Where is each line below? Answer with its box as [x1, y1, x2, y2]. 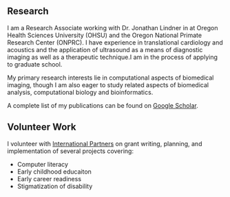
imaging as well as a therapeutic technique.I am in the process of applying [7, 53, 218, 61]
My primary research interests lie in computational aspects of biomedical [7, 73, 214, 82]
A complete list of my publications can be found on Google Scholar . [7, 101, 198, 109]
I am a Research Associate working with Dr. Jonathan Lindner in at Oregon [7, 23, 218, 32]
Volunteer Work [7, 121, 76, 133]
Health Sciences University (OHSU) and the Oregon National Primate [7, 31, 202, 39]
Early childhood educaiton [17, 167, 92, 176]
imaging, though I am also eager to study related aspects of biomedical [7, 80, 209, 89]
